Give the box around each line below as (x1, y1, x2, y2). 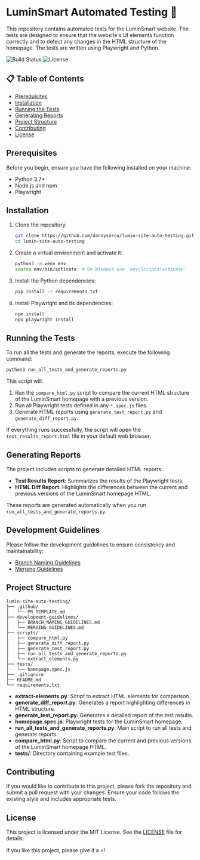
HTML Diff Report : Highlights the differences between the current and (14, 484, 188, 490)
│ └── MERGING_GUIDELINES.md (6, 624, 84, 631)
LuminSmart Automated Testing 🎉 (6, 5, 177, 19)
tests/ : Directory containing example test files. (14, 750, 130, 757)
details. (6, 835, 24, 842)
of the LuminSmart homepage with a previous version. (14, 395, 149, 403)
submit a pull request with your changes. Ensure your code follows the (6, 789, 180, 796)
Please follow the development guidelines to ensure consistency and (6, 540, 175, 548)
